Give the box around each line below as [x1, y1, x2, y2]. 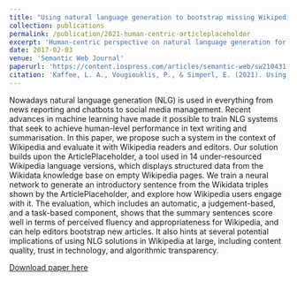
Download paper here [9, 262, 88, 272]
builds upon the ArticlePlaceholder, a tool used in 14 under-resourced [9, 151, 263, 162]
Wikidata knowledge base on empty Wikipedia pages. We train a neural [9, 170, 269, 180]
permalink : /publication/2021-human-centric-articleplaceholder [9, 29, 251, 38]
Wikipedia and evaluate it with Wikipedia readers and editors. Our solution [9, 141, 278, 152]
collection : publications [9, 21, 104, 30]
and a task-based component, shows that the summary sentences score [9, 207, 273, 217]
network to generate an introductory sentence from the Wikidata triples [9, 178, 269, 190]
